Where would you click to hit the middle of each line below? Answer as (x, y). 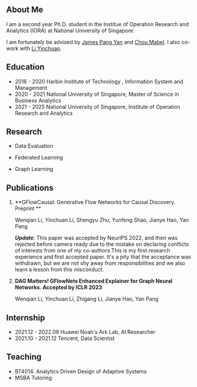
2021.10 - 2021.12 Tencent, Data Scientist (65, 338)
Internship (26, 318)
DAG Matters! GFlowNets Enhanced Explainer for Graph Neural (93, 281)
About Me (25, 10)
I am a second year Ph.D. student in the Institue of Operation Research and (97, 24)
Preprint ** (28, 208)
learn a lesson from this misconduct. (59, 270)
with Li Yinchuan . (41, 48)
